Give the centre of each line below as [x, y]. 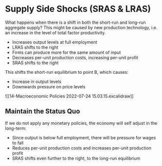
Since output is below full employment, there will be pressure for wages [84, 137]
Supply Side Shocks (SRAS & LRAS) [78, 9]
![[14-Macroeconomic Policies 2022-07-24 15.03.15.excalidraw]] [69, 96]
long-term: [16, 128]
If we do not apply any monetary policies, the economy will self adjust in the [81, 123]
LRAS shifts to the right [35, 47]
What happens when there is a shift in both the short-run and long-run [75, 22]
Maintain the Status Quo [43, 111]
